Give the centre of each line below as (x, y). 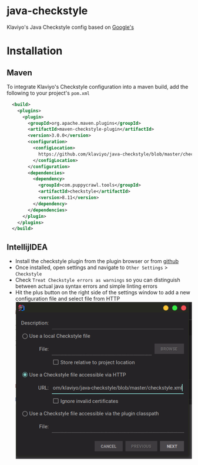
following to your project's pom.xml (48, 93)
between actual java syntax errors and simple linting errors (86, 286)
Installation (35, 51)
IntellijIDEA (27, 247)
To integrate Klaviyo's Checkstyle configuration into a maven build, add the (98, 87)
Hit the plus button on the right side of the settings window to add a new (103, 293)
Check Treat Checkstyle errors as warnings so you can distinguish (98, 280)
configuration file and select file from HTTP (68, 299)
